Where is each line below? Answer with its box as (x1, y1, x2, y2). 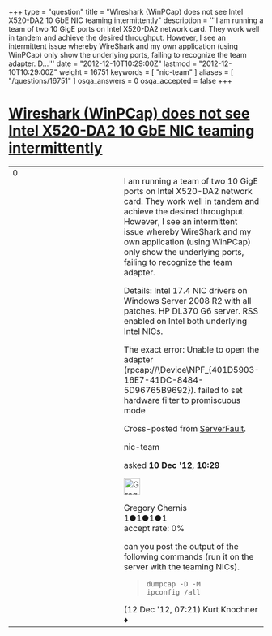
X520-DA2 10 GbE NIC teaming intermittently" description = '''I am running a (8, 15, 264, 25)
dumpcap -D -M (147, 579, 201, 588)
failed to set (198, 384, 243, 396)
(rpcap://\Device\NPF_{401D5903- (123, 364, 260, 375)
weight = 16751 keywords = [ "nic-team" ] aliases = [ (59, 67, 234, 76)
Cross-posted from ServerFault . (123, 422, 247, 434)
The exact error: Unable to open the (123, 344, 260, 355)
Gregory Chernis (123, 502, 188, 513)
